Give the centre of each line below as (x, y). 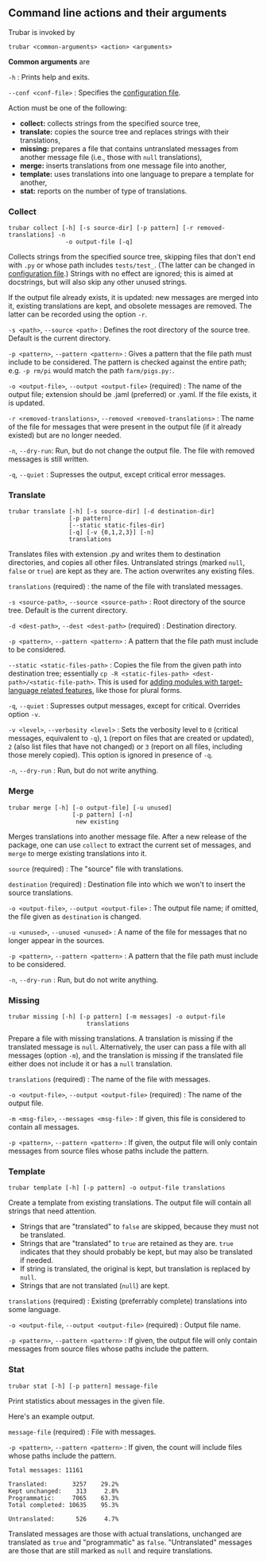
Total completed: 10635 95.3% (64, 1505)
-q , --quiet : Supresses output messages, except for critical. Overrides (124, 706)
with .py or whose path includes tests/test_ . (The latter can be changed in (132, 265)
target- (231, 682)
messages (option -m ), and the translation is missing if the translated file (126, 1055)
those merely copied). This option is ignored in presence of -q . (110, 755)
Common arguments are (49, 61)
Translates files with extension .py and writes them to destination (114, 554)
